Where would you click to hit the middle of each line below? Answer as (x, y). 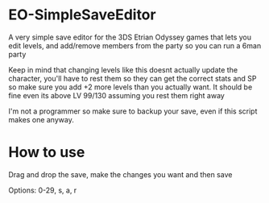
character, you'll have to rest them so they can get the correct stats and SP (132, 78)
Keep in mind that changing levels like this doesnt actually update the (123, 69)
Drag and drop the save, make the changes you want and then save (120, 174)
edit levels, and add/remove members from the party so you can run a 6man (135, 45)
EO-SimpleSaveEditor (82, 15)
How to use (47, 153)
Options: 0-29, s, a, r (43, 190)
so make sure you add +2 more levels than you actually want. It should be (130, 87)
